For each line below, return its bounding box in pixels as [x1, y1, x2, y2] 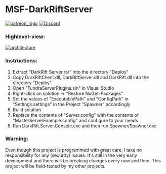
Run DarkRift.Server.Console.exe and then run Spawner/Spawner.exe [12, 123, 157, 129]
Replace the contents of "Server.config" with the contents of [12, 112, 139, 118]
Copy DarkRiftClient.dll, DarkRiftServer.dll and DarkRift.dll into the [12, 74, 149, 80]
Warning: [5, 135, 29, 143]
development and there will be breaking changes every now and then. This [5, 157, 161, 163]
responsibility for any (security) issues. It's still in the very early [5, 152, 138, 158]
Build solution [12, 107, 41, 113]
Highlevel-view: [5, 33, 46, 40]
